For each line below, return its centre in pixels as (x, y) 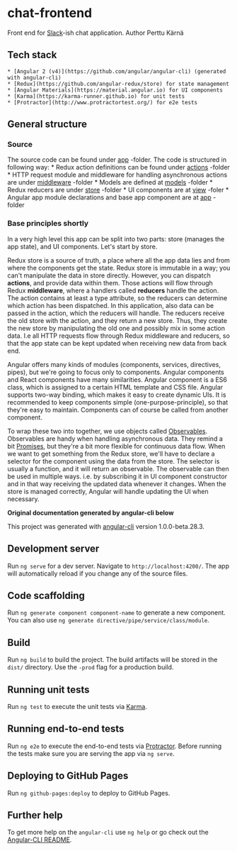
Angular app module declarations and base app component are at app (110, 197)
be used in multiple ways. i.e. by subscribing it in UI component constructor (117, 476)
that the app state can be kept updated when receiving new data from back (117, 343)
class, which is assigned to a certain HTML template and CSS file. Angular (115, 387)
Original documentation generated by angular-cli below (91, 512)
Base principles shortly (48, 224)
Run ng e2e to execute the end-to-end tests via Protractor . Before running (115, 746)
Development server (53, 549)
